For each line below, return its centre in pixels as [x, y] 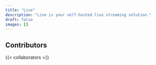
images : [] [17, 24]
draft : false [19, 19]
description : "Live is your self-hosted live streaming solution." [79, 15]
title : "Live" [20, 10]
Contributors [26, 45]
